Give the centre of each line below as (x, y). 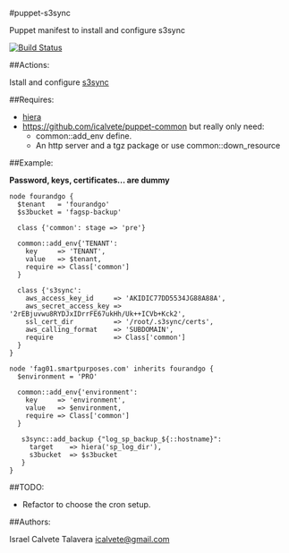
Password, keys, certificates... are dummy (89, 180)
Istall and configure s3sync (59, 82)
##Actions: (30, 65)
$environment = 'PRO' (58, 377)
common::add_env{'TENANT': (68, 243)
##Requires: (32, 99)
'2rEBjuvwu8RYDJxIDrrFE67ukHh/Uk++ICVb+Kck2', (98, 314)
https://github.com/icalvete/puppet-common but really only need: (143, 126)
